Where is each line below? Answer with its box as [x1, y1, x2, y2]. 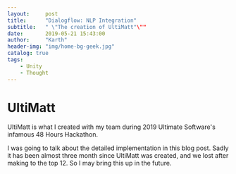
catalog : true [7, 50, 49, 57]
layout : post [7, 10, 58, 18]
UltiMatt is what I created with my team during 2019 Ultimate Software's [7, 123, 216, 131]
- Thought [20, 69, 49, 76]
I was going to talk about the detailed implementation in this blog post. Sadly [7, 144, 229, 152]
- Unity [20, 63, 42, 70]
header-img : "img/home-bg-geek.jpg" [7, 43, 115, 50]
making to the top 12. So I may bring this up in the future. [7, 159, 172, 168]
